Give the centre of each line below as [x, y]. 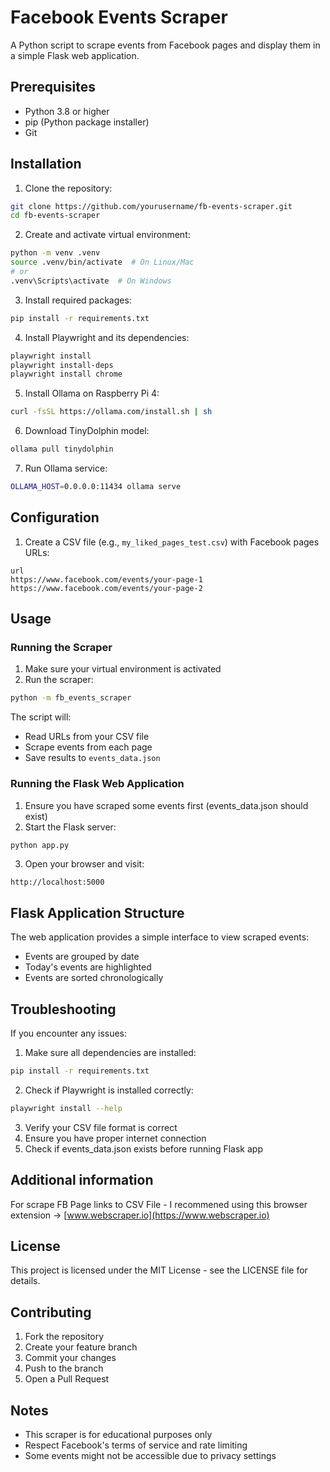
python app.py [40, 845]
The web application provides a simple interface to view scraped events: [160, 937]
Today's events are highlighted [88, 967]
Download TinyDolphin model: [87, 431]
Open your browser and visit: [84, 864]
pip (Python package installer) [87, 122]
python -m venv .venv [55, 253]
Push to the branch [64, 1368]
